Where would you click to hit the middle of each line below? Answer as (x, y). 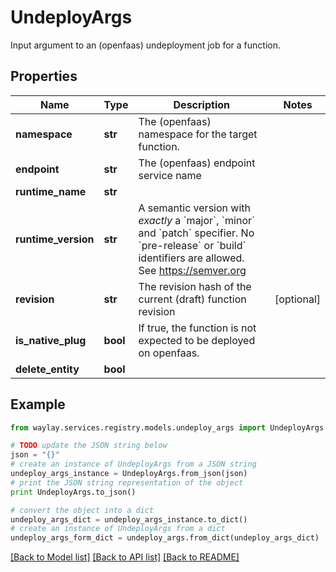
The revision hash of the (195, 286)
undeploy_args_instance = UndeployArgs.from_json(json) (129, 474)
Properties (44, 76)
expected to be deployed (197, 340)
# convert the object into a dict (82, 510)
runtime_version (55, 239)
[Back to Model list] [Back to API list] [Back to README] (125, 557)
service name (170, 175)
